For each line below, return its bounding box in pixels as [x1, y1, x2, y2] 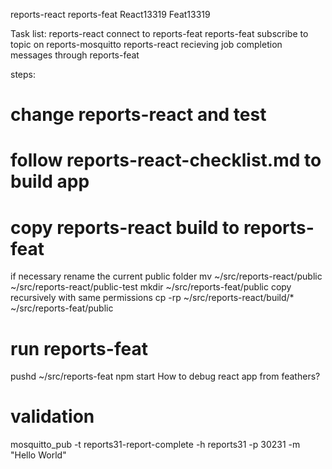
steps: [10, 69, 36, 80]
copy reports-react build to [10, 216, 240, 239]
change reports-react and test [10, 104, 267, 126]
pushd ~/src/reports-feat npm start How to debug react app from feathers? [10, 370, 321, 383]
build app [10, 170, 90, 193]
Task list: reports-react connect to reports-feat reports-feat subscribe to [10, 28, 309, 39]
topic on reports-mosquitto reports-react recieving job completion [10, 39, 283, 50]
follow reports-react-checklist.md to [10, 149, 322, 172]
